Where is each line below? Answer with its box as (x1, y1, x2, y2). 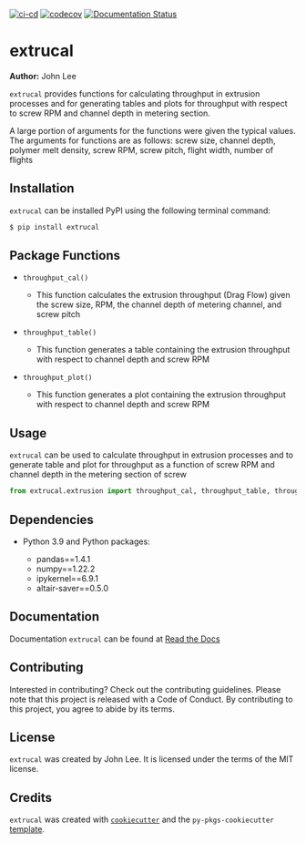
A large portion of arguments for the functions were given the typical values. (9, 125, 296, 136)
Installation (9, 180, 75, 196)
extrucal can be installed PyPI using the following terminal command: (9, 205, 271, 216)
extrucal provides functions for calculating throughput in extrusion (9, 87, 260, 99)
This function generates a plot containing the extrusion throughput (36, 389, 286, 400)
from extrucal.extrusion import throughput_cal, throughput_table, (9, 487, 271, 496)
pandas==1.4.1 (36, 553, 91, 564)
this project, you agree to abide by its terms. (9, 703, 175, 714)
